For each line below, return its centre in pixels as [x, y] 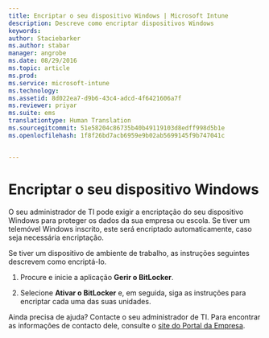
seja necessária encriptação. [56, 237]
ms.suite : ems [32, 113]
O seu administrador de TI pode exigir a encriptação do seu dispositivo [126, 212]
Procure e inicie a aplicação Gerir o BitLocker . [97, 277]
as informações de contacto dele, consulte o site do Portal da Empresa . [127, 325]
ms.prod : [23, 76]
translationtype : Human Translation [70, 121]
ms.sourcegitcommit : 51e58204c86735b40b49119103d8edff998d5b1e [117, 128]
